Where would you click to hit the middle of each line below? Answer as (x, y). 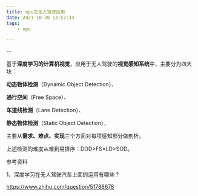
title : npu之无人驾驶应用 (36, 12)
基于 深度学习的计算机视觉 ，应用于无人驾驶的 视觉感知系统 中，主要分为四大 (99, 64)
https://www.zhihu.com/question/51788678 (60, 187)
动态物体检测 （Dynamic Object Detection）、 (61, 84)
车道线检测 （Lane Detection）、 (45, 110)
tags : (13, 23)
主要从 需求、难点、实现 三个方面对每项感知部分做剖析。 (75, 136)
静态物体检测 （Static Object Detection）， (58, 123)
